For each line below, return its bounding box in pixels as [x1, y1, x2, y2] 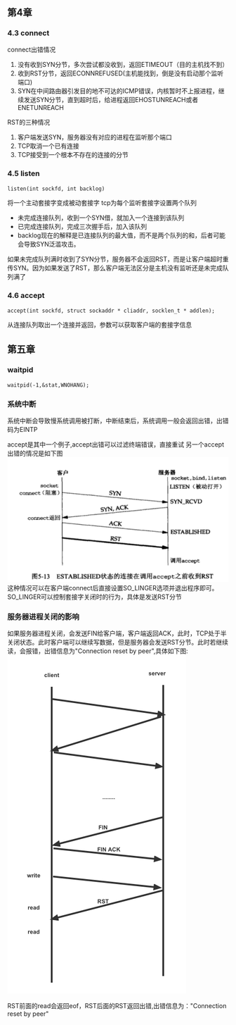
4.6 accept [7, 290, 45, 300]
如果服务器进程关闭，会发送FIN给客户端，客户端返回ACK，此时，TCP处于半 [7, 629, 227, 638]
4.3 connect [7, 28, 50, 38]
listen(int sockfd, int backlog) [7, 185, 105, 192]
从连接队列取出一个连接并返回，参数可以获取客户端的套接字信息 [7, 321, 192, 329]
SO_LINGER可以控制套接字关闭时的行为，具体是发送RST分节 [7, 592, 183, 601]
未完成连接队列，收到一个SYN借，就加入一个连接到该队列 [17, 213, 185, 222]
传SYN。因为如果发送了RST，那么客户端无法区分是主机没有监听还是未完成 [7, 263, 223, 272]
